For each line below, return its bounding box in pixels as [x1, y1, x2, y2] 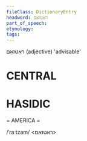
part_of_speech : [6, 20, 47, 26]
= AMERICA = [6, 117, 40, 124]
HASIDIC [6, 97, 51, 111]
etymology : [6, 25, 34, 32]
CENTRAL [6, 69, 57, 83]
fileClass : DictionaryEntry [6, 8, 77, 15]
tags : [6, 31, 20, 38]
